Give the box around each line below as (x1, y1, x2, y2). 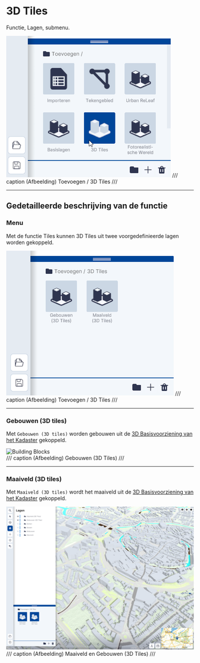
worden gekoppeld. (6, 239, 54, 246)
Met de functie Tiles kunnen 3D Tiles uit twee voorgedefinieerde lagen (6, 232, 179, 239)
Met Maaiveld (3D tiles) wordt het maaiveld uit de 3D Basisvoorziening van (6, 488, 194, 496)
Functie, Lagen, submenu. (6, 24, 70, 31)
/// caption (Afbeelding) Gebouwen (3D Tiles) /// (6, 454, 125, 461)
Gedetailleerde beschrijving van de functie (6, 201, 168, 211)
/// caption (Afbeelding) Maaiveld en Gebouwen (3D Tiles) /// (6, 650, 156, 657)
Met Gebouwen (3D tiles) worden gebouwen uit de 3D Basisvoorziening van (6, 430, 193, 437)
